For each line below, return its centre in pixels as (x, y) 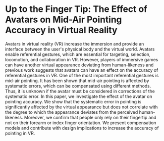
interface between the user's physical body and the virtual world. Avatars (80, 49)
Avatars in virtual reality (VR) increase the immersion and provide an (75, 44)
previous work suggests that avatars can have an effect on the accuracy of (82, 70)
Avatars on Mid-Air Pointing (64, 20)
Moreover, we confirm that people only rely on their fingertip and (90, 117)
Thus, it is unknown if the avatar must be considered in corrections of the (80, 91)
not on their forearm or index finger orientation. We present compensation (81, 123)
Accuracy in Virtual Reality (61, 30)
